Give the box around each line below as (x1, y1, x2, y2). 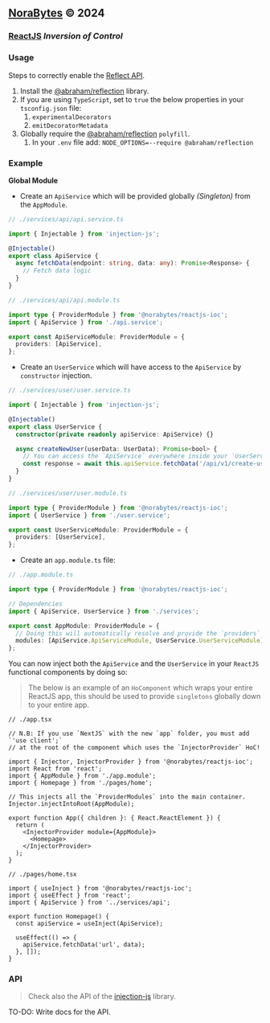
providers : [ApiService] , (15, 340, 103, 348)
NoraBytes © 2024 (8, 6, 105, 20)
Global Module (8, 175, 59, 185)
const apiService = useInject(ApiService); (15, 920, 163, 928)
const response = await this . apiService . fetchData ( (22, 460, 199, 468)
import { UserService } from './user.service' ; (8, 511, 171, 520)
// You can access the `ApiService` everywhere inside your (22, 452, 228, 461)
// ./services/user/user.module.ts (8, 489, 128, 497)
